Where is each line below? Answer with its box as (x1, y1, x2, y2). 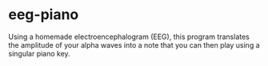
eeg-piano (8, 6, 79, 24)
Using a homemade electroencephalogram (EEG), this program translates (8, 32, 250, 41)
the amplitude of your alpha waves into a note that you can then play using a (8, 40, 260, 49)
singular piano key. (8, 49, 70, 58)
